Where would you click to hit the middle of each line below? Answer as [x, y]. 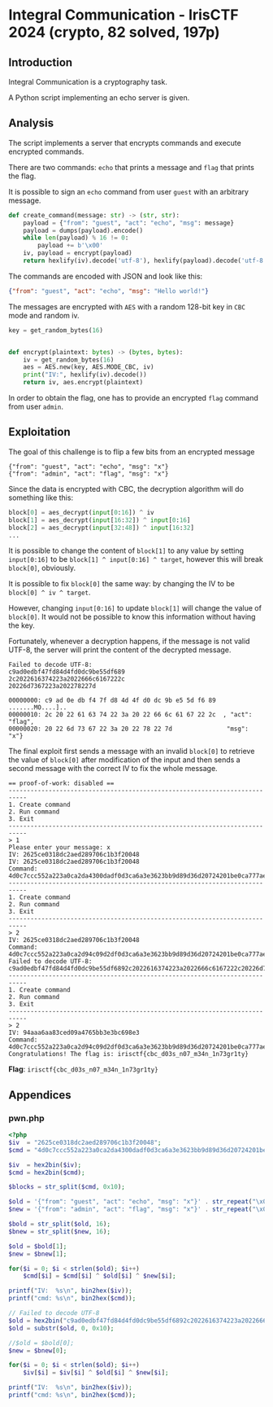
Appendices [40, 1095]
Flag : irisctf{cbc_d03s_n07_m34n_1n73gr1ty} [83, 1069]
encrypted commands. [46, 151]
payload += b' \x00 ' [71, 246]
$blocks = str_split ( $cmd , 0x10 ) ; [67, 1187]
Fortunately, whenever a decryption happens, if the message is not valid [129, 642]
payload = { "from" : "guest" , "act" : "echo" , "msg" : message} [128, 223]
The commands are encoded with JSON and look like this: [106, 276]
